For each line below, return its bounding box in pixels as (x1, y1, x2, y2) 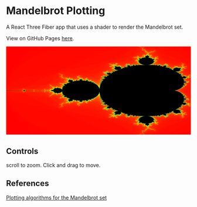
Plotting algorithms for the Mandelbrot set (6, 194, 107, 201)
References (6, 178, 49, 188)
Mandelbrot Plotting (6, 4, 106, 18)
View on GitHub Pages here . (6, 34, 74, 42)
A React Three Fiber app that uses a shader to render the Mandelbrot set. (6, 23, 184, 30)
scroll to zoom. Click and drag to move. (6, 161, 101, 168)
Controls (6, 146, 39, 156)
